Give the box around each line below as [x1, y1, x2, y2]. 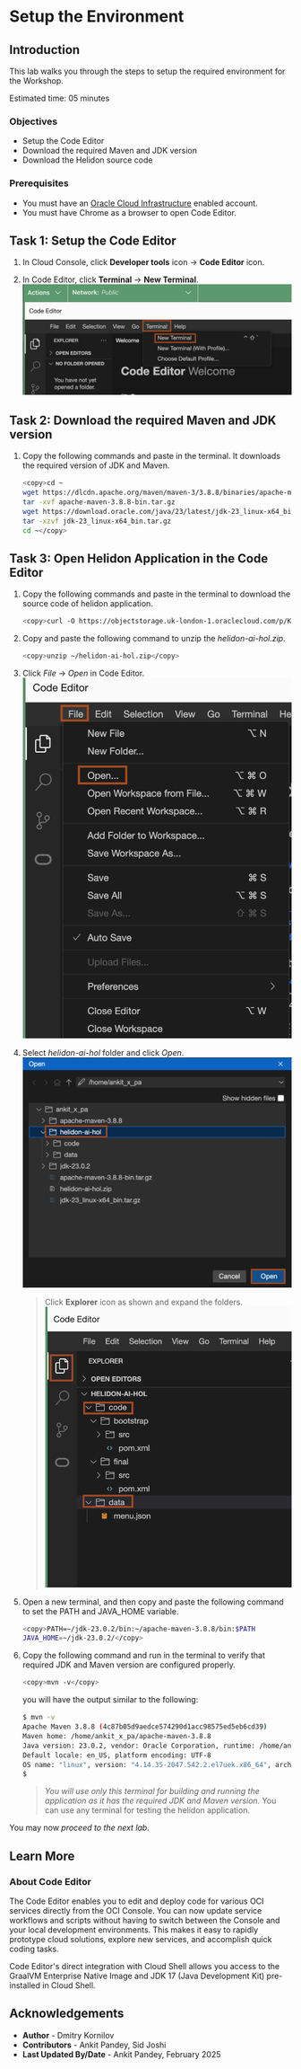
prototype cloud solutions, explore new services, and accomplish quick [9, 1933, 272, 1944]
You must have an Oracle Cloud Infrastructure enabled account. [21, 198, 258, 208]
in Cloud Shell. [42, 1979, 96, 1991]
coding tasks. [9, 1943, 60, 1954]
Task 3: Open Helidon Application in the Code [9, 551, 269, 566]
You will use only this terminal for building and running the [44, 1786, 260, 1797]
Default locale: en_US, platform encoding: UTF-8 [21, 1750, 212, 1760]
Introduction [9, 42, 81, 57]
